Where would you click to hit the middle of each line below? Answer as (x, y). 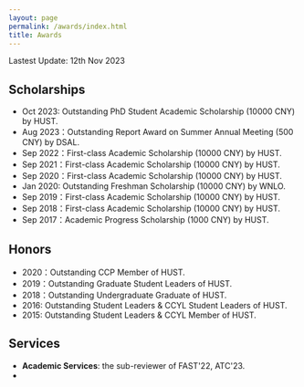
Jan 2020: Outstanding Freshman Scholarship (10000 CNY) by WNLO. (154, 186)
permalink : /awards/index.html (68, 26)
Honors (30, 249)
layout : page (33, 18)
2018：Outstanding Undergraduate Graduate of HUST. (124, 295)
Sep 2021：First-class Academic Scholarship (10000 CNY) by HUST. (151, 164)
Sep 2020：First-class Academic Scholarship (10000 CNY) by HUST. (152, 176)
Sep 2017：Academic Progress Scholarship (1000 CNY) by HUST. (146, 220)
